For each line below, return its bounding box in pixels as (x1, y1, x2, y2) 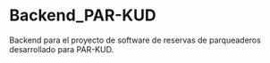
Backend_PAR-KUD (9, 5, 156, 26)
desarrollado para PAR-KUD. (9, 43, 114, 54)
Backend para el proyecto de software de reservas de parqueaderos (9, 35, 261, 45)
